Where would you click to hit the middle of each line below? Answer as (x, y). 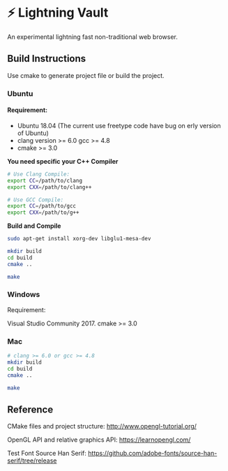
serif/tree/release (32, 461)
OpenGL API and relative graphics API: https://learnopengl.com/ (99, 440)
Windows (24, 295)
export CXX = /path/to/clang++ (50, 187)
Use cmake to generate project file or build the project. (86, 75)
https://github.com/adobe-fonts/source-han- (153, 454)
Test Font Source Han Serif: (47, 454)
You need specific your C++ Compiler (63, 161)
